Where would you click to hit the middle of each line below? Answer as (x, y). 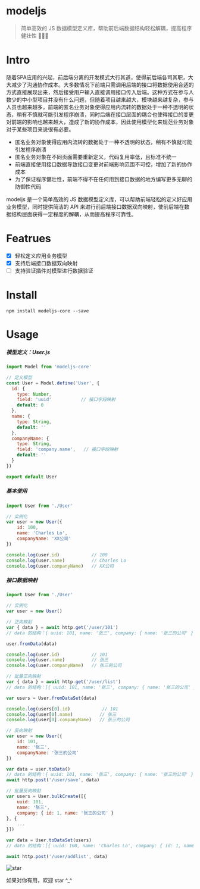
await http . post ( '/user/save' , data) (53, 780)
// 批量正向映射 (24, 677)
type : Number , (34, 394)
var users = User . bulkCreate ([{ (46, 796)
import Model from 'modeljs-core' (49, 367)
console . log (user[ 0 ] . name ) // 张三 (61, 714)
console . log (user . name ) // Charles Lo (66, 561)
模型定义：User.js (28, 352)
